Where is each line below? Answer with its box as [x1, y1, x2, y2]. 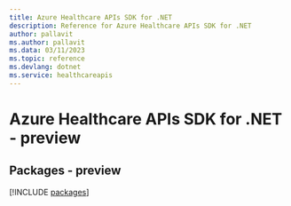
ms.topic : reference [9, 54, 86, 63]
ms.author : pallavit [9, 37, 86, 47]
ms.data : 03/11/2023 [9, 46, 86, 55]
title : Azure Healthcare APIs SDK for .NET [9, 12, 173, 22]
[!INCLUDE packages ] [9, 186, 90, 197]
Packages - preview [9, 163, 122, 178]
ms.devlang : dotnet [9, 63, 82, 72]
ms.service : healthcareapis [9, 71, 114, 80]
